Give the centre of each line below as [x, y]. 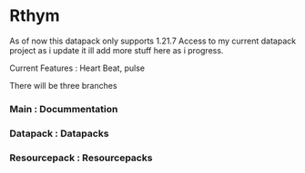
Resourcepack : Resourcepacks [81, 158]
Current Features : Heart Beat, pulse [77, 68]
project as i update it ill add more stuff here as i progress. [117, 50]
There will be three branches [63, 85]
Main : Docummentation [64, 109]
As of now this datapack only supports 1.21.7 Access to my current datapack [153, 41]
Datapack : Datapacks [59, 133]
